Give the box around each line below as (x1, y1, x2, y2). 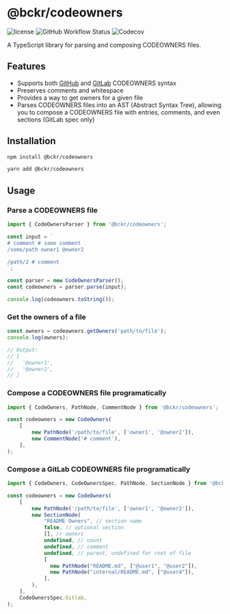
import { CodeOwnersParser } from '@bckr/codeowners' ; (7, 221, 167, 228)
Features (7, 60, 46, 73)
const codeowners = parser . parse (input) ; (7, 283, 127, 291)
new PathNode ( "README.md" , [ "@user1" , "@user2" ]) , (50, 563, 197, 569)
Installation (7, 135, 56, 147)
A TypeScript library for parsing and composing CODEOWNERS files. (7, 40, 202, 49)
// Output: (7, 346, 38, 353)
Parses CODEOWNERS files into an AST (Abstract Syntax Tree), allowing (16, 101, 222, 109)
